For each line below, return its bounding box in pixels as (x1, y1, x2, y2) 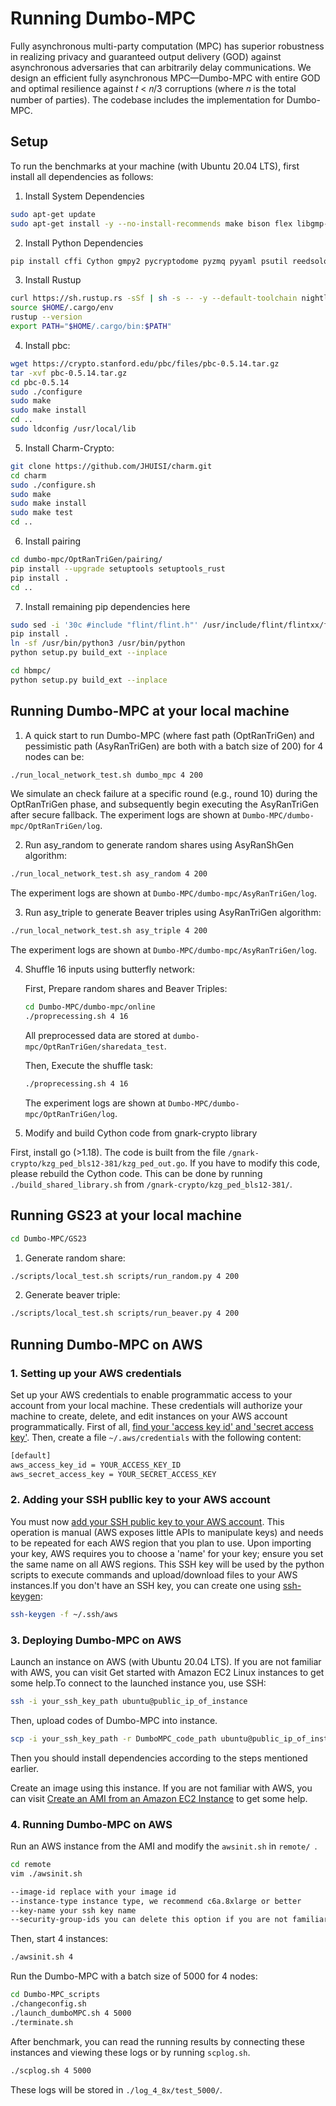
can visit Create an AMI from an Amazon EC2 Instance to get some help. (10, 1792, 308, 1804)
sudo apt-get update (10, 209, 97, 219)
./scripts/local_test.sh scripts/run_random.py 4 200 (10, 1271, 240, 1281)
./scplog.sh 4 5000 (10, 2065, 92, 2076)
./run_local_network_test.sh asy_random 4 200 (10, 869, 208, 879)
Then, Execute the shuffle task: (24, 1059, 154, 1071)
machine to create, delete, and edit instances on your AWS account (10, 1410, 288, 1422)
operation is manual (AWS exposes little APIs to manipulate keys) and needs (10, 1526, 324, 1538)
